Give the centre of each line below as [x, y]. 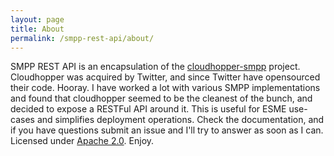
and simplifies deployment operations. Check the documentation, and [180, 120]
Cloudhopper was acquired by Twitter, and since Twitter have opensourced [165, 77]
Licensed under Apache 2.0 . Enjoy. [82, 141]
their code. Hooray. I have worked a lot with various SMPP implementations [165, 88]
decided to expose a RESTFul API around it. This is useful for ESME [148, 109]
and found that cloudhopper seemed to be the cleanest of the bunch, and [161, 98]
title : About [37, 29]
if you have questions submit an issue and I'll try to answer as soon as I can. [167, 130]
